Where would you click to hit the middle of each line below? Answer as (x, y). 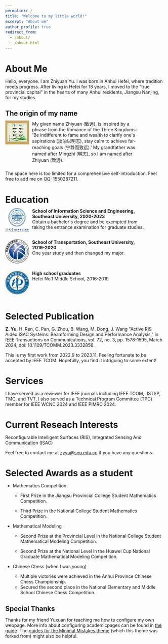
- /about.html (25, 43)
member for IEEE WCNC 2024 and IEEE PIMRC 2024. (61, 404)
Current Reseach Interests (62, 425)
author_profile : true (28, 27)
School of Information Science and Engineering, (83, 211)
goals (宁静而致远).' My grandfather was (93, 148)
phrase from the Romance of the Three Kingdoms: (85, 130)
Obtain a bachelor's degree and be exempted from (85, 222)
